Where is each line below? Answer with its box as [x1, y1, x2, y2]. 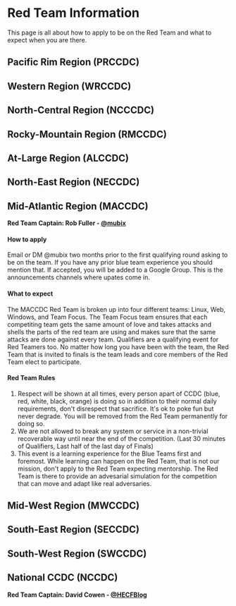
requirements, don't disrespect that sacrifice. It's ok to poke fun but [17, 404, 214, 413]
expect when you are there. [7, 35, 87, 44]
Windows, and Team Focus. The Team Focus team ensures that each [7, 313, 208, 321]
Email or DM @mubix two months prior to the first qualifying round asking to [7, 250, 228, 259]
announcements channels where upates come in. [7, 273, 150, 281]
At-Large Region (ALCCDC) [7, 152, 129, 164]
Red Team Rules [7, 374, 56, 382]
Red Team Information [7, 5, 139, 21]
